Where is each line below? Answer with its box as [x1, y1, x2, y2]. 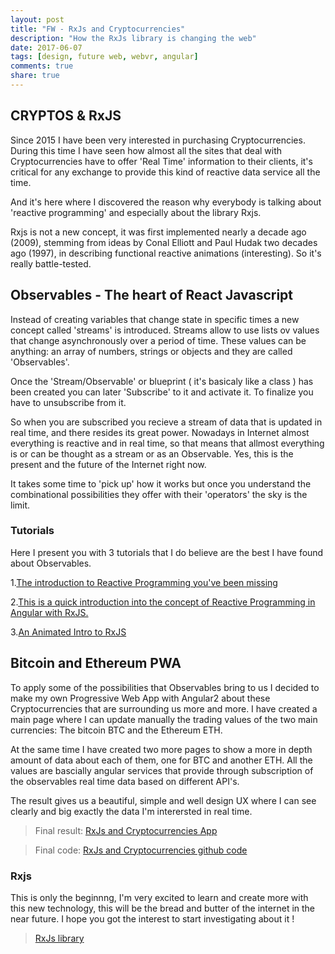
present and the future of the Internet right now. [10, 458, 207, 470]
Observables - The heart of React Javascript [10, 287, 294, 304]
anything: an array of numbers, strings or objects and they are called [10, 345, 293, 357]
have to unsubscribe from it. [10, 396, 127, 408]
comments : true [10, 61, 74, 71]
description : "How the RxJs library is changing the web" [10, 33, 257, 43]
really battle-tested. [10, 257, 92, 270]
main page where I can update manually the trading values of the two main [10, 713, 318, 725]
